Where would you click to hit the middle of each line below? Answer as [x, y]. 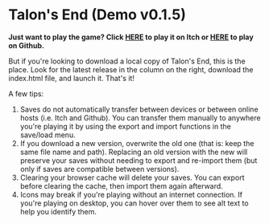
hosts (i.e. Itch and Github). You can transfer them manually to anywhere [140, 117]
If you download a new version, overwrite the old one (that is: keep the [137, 143]
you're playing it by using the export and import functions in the [125, 126]
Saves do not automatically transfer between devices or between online [139, 109]
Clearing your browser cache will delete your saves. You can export [132, 177]
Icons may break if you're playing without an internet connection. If [131, 194]
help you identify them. [58, 211]
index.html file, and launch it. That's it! [72, 78]
